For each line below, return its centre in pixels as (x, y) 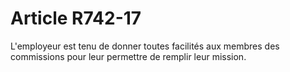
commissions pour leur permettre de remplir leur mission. (128, 56)
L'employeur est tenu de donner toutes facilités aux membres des (145, 46)
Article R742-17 (76, 18)
